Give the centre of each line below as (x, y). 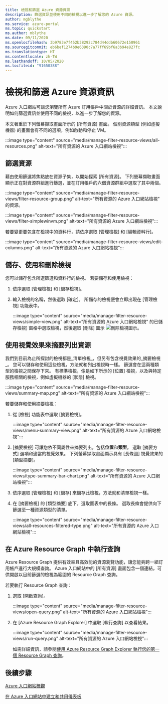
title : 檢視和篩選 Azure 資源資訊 (38, 10)
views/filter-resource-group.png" (40, 199)
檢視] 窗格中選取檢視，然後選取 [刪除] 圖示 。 (79, 328)
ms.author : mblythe (26, 33)
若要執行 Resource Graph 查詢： (39, 585)
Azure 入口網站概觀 (25, 686)
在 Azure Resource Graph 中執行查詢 (63, 549)
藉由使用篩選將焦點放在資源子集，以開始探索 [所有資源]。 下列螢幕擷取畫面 (83, 177)
